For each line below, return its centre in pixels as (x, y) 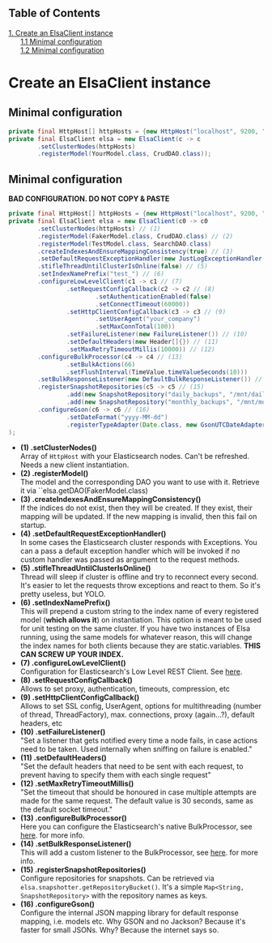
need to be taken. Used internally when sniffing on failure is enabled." (136, 749)
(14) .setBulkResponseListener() (76, 844)
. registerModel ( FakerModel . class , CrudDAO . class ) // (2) (135, 236)
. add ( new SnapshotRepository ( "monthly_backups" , (149, 402)
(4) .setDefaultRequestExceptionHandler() (93, 534)
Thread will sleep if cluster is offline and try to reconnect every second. (139, 577)
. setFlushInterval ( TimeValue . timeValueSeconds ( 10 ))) (157, 372)
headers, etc (41, 723)
